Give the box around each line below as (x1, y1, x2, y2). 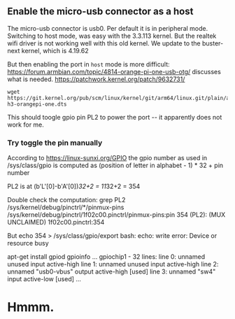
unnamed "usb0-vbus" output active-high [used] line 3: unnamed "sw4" (7, 267, 216, 276)
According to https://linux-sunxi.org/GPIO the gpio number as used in (7, 154, 208, 162)
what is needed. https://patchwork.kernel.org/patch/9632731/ (7, 75, 185, 83)
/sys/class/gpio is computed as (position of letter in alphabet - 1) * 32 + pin (7, 161, 224, 170)
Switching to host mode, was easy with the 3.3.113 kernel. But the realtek (7, 31, 217, 40)
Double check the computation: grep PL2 (7, 196, 126, 204)
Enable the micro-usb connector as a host (7, 6, 194, 17)
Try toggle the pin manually (7, 138, 103, 148)
